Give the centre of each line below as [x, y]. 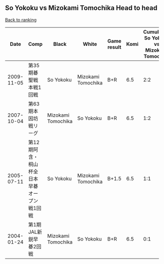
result [114, 47]
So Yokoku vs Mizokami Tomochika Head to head [81, 8]
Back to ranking [21, 20]
